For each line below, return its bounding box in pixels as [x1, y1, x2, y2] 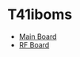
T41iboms [7, 6, 73, 24]
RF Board [18, 40, 50, 49]
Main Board [18, 32, 57, 41]
